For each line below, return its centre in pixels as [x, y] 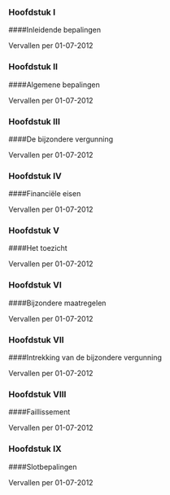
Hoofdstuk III [35, 121]
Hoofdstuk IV [35, 176]
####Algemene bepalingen [54, 85]
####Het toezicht [38, 248]
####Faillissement [39, 412]
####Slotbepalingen [43, 467]
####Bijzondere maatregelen [57, 303]
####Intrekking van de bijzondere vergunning [85, 357]
